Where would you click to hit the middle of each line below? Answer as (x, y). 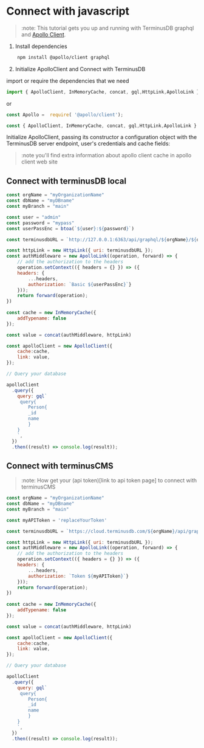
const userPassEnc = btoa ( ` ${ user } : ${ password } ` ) (70, 228)
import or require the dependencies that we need (68, 81)
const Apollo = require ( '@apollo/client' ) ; (65, 115)
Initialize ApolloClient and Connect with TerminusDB (80, 69)
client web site (39, 162)
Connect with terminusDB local (66, 181)
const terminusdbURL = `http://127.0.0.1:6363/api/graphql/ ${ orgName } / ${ (102, 239)
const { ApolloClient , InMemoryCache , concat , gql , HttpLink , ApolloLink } (102, 126)
